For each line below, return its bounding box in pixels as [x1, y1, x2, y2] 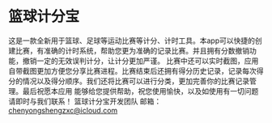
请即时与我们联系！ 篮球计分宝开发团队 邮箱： [8, 96, 162, 106]
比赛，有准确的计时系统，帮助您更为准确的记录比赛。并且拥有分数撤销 [15, 45, 249, 55]
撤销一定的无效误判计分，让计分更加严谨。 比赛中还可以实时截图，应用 [22, 56, 259, 66]
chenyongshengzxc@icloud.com [8, 105, 118, 115]
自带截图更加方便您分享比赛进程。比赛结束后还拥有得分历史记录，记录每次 [8, 66, 257, 75]
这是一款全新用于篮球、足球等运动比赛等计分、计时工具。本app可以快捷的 [8, 36, 256, 45]
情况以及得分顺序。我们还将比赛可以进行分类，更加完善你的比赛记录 [22, 76, 249, 86]
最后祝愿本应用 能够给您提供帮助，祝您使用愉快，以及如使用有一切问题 [22, 86, 259, 95]
